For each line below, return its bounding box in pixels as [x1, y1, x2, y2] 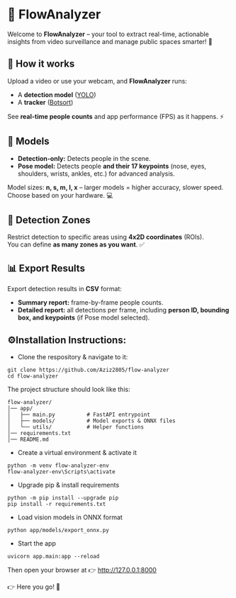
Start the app [17, 539, 57, 548]
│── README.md [7, 436, 50, 443]
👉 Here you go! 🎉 [7, 582, 61, 591]
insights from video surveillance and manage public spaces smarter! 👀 [7, 37, 213, 45]
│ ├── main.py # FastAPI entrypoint [7, 411, 151, 418]
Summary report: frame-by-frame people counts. [17, 298, 164, 307]
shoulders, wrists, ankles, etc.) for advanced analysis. [17, 169, 175, 178]
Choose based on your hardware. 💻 [7, 191, 113, 199]
